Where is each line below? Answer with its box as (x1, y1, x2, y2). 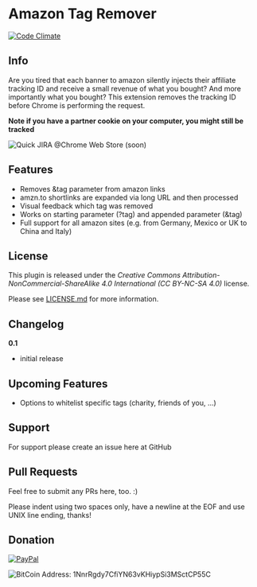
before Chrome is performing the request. (8, 100, 146, 110)
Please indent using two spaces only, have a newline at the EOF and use (8, 502, 245, 511)
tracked (8, 124, 34, 134)
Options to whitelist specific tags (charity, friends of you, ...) (19, 398, 216, 407)
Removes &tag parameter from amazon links (19, 184, 165, 193)
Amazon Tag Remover (8, 5, 157, 23)
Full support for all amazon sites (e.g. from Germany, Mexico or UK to (19, 218, 247, 227)
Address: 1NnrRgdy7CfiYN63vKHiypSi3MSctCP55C (41, 570, 211, 579)
